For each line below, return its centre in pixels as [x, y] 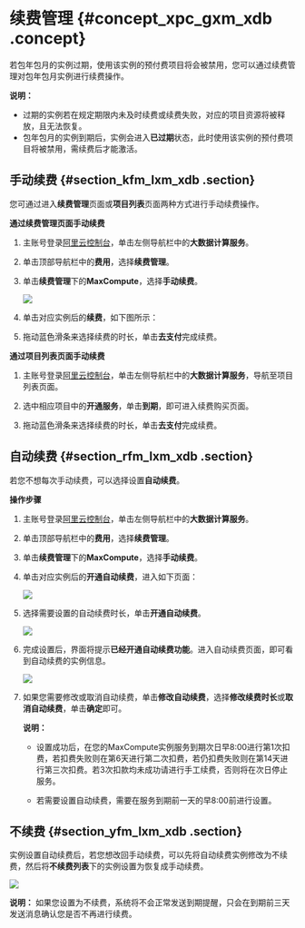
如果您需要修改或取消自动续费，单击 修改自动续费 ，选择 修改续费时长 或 [154, 696]
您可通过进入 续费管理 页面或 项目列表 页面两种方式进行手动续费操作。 [137, 203]
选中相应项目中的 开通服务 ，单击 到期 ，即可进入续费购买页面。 [138, 406]
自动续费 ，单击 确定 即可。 [79, 708]
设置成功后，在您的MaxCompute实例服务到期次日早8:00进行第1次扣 [163, 746]
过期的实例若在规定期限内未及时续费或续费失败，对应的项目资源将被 [150, 114]
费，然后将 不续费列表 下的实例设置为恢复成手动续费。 [109, 866]
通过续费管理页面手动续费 [57, 222]
